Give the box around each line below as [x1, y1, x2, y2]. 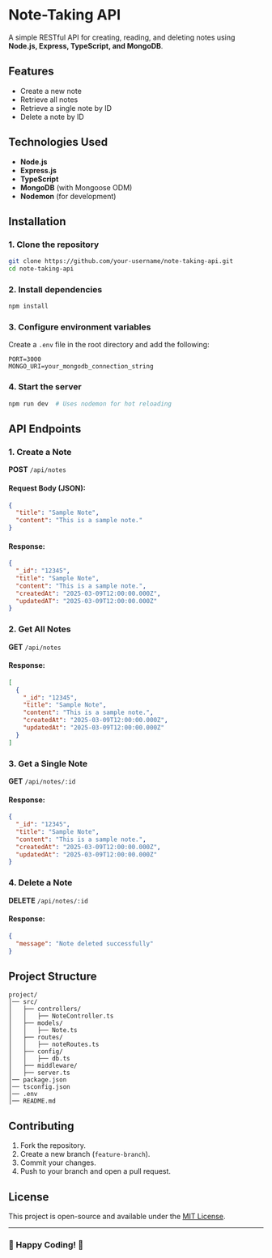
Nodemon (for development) [19, 191, 117, 201]
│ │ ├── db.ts [8, 1055, 70, 1063]
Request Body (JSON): [8, 483, 87, 493]
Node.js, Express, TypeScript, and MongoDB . [8, 40, 164, 50]
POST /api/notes [8, 465, 66, 474]
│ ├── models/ [8, 1019, 63, 1027]
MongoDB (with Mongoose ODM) [19, 182, 133, 192]
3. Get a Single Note [8, 758, 88, 769]
